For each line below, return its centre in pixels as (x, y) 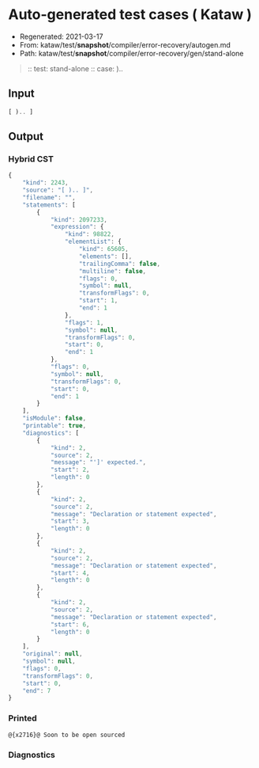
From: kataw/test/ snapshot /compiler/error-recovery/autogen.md (125, 44)
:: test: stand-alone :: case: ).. (75, 68)
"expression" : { (77, 227)
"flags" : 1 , (84, 322)
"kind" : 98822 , (89, 234)
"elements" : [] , (105, 256)
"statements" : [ (49, 205)
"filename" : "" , (49, 197)
